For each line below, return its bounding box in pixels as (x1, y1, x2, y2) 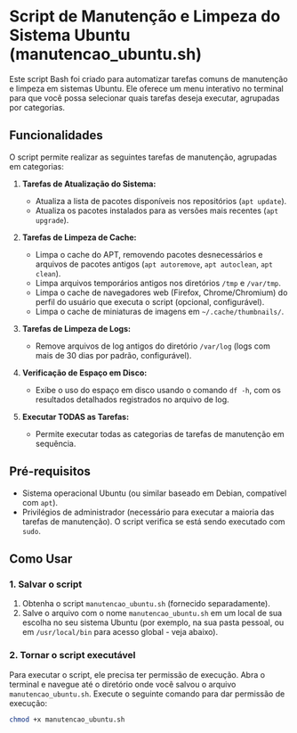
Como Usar (9, 551, 73, 566)
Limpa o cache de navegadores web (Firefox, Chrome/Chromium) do (35, 287, 288, 298)
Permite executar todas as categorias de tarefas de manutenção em (35, 428, 285, 439)
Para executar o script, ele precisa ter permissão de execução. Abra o (9, 669, 265, 679)
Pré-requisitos (9, 464, 92, 479)
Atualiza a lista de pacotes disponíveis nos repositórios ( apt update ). (35, 195, 287, 206)
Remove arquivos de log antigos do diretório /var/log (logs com (35, 341, 271, 351)
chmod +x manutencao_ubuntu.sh (9, 715, 125, 724)
